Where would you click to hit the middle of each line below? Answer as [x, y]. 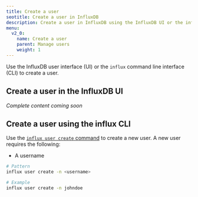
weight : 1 [29, 50]
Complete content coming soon [44, 105]
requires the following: [33, 144]
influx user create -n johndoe [44, 188]
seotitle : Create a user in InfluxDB [52, 17]
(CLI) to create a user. [32, 73]
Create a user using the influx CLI [68, 124]
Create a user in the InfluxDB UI [65, 91]
